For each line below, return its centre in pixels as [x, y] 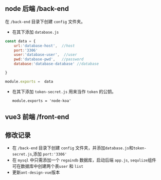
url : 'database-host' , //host [45, 45]
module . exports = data [29, 81]
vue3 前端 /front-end [37, 117]
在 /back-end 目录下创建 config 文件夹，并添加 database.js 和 [73, 148]
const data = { [20, 41]
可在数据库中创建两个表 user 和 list [48, 166]
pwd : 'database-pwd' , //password [49, 59]
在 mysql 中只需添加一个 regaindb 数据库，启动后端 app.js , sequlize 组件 [84, 160]
